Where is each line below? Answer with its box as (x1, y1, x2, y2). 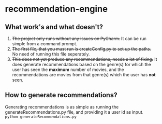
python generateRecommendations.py (5, 114, 77, 119)
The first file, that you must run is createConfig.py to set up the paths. (12, 46, 151, 52)
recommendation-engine (5, 3, 108, 15)
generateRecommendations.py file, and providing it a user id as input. (5, 109, 144, 115)
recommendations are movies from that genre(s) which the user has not (12, 72, 156, 77)
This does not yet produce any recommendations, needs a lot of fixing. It (12, 56, 157, 62)
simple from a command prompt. (12, 41, 77, 47)
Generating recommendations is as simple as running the (5, 104, 119, 110)
